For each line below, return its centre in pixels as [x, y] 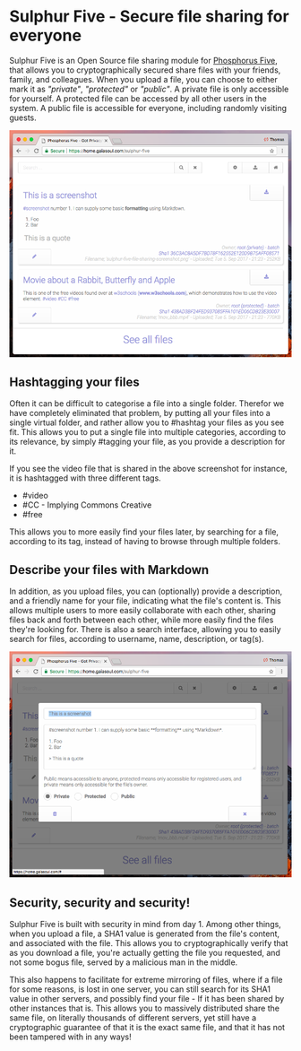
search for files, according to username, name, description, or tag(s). [137, 639]
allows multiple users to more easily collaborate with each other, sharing [142, 611]
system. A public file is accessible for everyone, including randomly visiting [148, 108]
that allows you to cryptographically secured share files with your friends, [145, 70]
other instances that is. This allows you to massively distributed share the [145, 1008]
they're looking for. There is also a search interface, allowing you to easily [145, 630]
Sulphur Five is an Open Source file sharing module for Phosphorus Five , [143, 60]
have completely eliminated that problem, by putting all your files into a [140, 413]
